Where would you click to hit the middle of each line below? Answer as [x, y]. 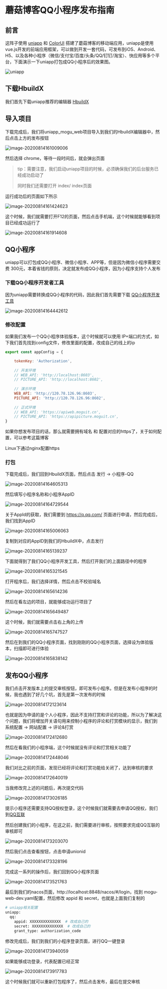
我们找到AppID [20, 521]
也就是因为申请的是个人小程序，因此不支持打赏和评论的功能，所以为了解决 [81, 715]
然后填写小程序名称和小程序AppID [40, 494]
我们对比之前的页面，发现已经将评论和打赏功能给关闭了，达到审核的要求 [79, 768]
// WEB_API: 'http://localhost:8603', [54, 375]
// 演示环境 [25, 389]
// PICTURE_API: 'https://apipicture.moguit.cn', [67, 417]
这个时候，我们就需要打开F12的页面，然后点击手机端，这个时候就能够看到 [81, 216]
